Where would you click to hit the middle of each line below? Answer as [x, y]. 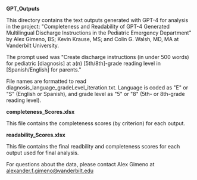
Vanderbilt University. [33, 45]
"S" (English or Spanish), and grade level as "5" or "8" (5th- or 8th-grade [96, 94]
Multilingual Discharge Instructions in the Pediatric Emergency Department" [99, 33]
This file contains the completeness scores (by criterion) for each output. [96, 123]
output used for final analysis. [43, 153]
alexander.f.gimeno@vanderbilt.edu [50, 170]
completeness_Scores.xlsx [40, 112]
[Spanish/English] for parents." [44, 70]
